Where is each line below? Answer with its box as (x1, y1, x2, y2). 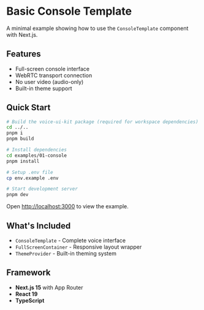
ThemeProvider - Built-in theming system (15, 250, 116, 257)
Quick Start (6, 102, 51, 113)
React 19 (15, 290, 38, 298)
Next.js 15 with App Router (15, 284, 84, 291)
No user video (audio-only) (15, 78, 84, 85)
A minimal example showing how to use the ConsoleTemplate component (6, 25, 189, 32)
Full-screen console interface (15, 65, 90, 72)
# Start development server (6, 186, 78, 192)
